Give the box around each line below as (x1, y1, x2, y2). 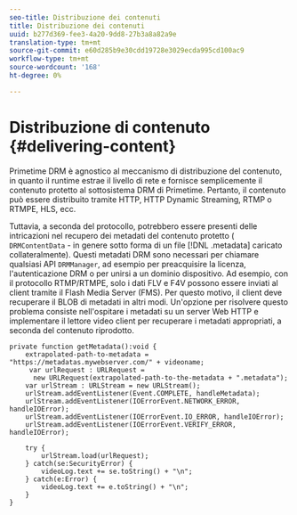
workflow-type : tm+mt (9, 54, 90, 63)
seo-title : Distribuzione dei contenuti (9, 12, 162, 22)
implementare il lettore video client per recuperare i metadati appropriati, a (9, 315, 282, 326)
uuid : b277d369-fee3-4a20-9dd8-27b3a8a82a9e (9, 29, 177, 38)
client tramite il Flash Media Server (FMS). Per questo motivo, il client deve (9, 287, 283, 298)
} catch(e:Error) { (25, 474, 98, 484)
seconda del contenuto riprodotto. (9, 324, 135, 335)
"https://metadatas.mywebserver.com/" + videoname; (9, 357, 205, 366)
